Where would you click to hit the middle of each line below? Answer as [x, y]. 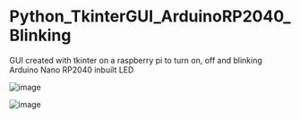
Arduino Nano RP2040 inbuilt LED [72, 70]
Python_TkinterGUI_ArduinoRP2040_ [150, 17]
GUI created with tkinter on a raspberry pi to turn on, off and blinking [136, 60]
